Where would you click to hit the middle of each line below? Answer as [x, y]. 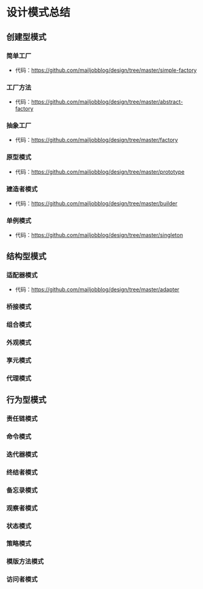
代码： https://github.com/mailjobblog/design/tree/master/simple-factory [106, 70]
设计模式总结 [39, 12]
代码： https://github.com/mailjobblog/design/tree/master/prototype [100, 172]
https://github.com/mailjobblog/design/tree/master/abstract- [107, 102]
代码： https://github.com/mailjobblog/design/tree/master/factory [96, 140]
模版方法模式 [25, 562]
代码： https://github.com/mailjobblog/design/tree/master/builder [96, 203]
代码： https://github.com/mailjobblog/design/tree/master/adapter [97, 289]
